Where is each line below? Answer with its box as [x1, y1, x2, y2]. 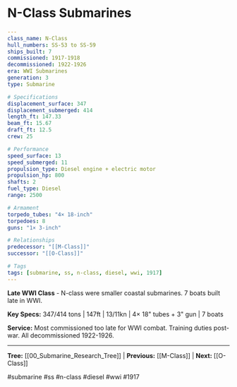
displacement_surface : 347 [7, 100, 87, 107]
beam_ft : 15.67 [7, 120, 52, 127]
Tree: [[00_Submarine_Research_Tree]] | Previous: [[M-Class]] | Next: [7, 351, 213, 359]
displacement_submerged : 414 [7, 107, 93, 114]
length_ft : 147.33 [7, 113, 61, 121]
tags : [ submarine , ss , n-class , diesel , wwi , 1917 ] [7, 269, 162, 276]
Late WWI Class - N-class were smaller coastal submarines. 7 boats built [7, 288, 221, 297]
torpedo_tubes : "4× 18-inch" [7, 210, 93, 218]
